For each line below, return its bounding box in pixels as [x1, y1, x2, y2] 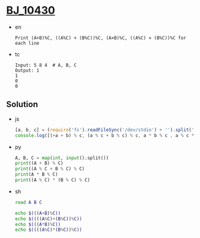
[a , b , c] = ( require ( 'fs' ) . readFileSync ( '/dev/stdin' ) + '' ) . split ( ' [14, 127, 195, 133]
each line [14, 40, 40, 46]
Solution [6, 99, 38, 109]
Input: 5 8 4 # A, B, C [14, 62, 77, 68]
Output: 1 [14, 67, 40, 74]
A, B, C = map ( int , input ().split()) [14, 155, 109, 161]
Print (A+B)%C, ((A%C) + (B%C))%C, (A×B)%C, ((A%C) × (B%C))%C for [14, 35, 186, 41]
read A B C [14, 199, 42, 205]
